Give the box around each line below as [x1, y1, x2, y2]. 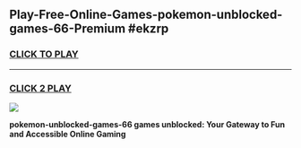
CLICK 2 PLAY [9, 82, 72, 94]
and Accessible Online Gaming [9, 128, 126, 139]
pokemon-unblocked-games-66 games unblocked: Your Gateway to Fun [9, 118, 286, 129]
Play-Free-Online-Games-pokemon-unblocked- [9, 7, 283, 22]
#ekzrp [128, 22, 169, 37]
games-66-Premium [9, 22, 126, 37]
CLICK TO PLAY [9, 48, 79, 61]
